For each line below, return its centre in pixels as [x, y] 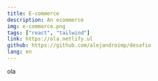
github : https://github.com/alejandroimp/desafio [79, 45]
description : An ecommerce [45, 20]
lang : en [19, 52]
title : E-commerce [33, 13]
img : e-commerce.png [37, 26]
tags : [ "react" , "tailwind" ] [49, 33]
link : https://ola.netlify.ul [50, 39]
